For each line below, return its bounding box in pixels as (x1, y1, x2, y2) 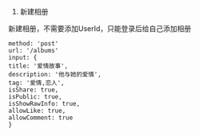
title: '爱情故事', (8, 62, 69, 70)
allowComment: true (8, 114, 74, 122)
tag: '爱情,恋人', (8, 79, 65, 87)
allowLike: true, (8, 107, 66, 115)
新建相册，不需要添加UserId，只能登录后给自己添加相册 (8, 24, 192, 33)
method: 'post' (8, 40, 59, 48)
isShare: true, (8, 86, 59, 94)
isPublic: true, (8, 93, 62, 101)
